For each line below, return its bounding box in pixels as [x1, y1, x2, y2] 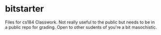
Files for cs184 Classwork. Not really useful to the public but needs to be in [5, 19, 155, 25]
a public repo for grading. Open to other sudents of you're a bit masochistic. [5, 24, 157, 30]
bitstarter [5, 3, 44, 14]
